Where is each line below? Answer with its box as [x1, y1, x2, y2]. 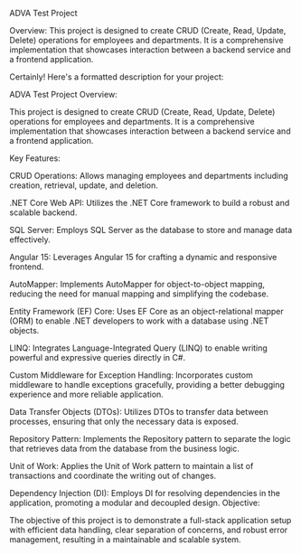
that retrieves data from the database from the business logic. [9, 443, 240, 454]
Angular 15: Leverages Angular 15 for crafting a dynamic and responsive [9, 252, 277, 262]
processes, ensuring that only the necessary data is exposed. [9, 416, 240, 427]
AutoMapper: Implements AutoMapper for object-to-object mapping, [9, 279, 265, 289]
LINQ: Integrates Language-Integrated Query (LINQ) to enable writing [9, 343, 268, 353]
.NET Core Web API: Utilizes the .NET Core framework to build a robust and [9, 198, 290, 208]
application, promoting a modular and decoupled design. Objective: [9, 497, 260, 508]
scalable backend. [9, 207, 78, 218]
